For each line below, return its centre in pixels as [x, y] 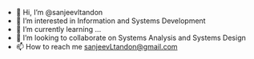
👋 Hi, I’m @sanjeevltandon [59, 12]
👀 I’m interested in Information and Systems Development [111, 21]
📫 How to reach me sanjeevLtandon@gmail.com [97, 47]
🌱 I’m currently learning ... [58, 29]
